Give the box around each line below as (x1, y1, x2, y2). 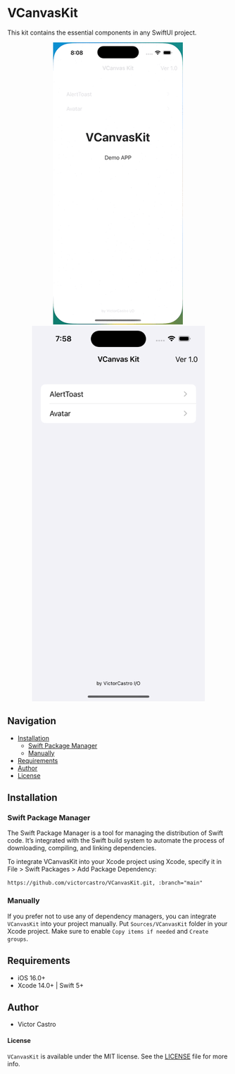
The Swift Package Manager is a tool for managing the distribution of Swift (7, 829, 224, 837)
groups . (7, 934, 28, 943)
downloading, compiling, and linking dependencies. (7, 844, 157, 853)
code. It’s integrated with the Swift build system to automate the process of (7, 836, 225, 845)
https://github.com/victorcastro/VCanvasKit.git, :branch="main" (7, 879, 203, 886)
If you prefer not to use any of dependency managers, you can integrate (7, 912, 217, 920)
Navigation (7, 715, 56, 727)
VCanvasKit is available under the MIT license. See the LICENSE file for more (7, 1052, 228, 1061)
